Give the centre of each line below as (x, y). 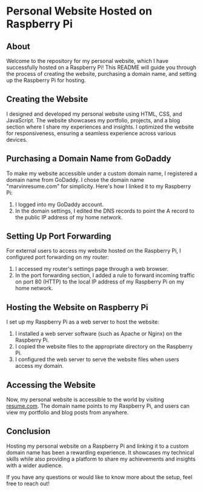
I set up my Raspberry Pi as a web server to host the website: (83, 322)
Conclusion (28, 431)
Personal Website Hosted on (79, 11)
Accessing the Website (51, 385)
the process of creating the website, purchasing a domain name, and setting (101, 74)
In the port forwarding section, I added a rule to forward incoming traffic (105, 275)
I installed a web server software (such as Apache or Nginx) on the (98, 334)
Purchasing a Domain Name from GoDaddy (89, 159)
